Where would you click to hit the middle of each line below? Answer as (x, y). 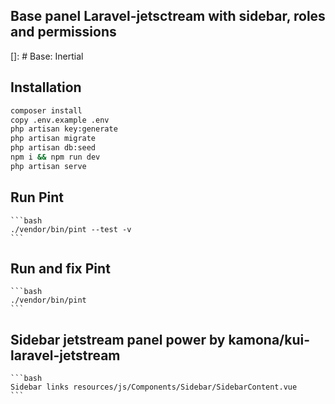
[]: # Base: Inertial (47, 56)
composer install (46, 110)
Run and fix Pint (60, 268)
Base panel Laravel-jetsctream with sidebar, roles (168, 16)
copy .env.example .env (60, 120)
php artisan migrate (53, 139)
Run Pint (37, 197)
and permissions (63, 32)
